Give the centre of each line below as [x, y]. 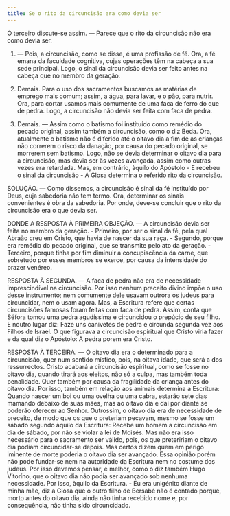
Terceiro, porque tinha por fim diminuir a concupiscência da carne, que [108, 253]
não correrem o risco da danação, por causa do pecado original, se [112, 145]
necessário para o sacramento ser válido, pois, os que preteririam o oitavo [112, 439]
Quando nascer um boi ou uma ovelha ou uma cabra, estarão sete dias [107, 396]
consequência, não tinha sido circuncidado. [69, 505]
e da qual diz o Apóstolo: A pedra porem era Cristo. [80, 339]
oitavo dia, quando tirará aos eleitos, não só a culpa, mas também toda [107, 374]
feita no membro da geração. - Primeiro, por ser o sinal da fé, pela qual [107, 231]
